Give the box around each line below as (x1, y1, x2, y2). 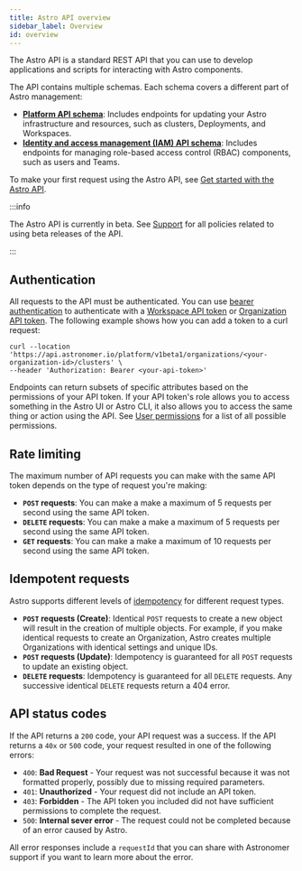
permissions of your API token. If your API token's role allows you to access (9, 392, 290, 403)
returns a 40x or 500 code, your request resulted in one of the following (9, 739, 272, 750)
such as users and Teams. (22, 157, 120, 168)
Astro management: (9, 91, 83, 102)
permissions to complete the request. (22, 805, 162, 816)
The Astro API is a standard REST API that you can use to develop (9, 55, 253, 66)
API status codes (9, 706, 107, 722)
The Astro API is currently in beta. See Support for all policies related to (9, 218, 275, 230)
